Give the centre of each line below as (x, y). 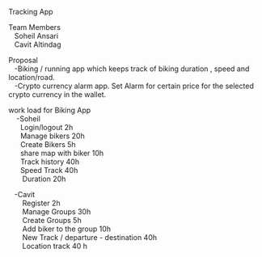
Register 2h (41, 203)
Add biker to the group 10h (67, 229)
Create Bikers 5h (48, 144)
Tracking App (31, 12)
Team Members (34, 27)
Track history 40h (49, 162)
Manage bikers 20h (52, 136)
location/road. (32, 77)
